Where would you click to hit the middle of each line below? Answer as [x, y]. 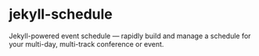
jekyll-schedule [61, 14]
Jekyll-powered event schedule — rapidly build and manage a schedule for [130, 36]
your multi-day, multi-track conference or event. [86, 44]
